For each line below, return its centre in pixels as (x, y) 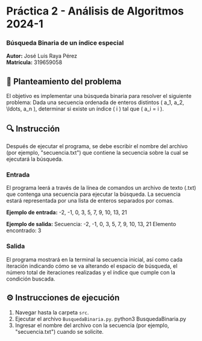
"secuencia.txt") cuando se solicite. (59, 331)
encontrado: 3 (24, 230)
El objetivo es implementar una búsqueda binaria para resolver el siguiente (99, 96)
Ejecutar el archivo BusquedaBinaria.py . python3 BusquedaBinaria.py (100, 319)
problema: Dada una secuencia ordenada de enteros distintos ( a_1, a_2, (95, 102)
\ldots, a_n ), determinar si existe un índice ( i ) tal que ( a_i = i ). (85, 109)
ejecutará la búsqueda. (35, 159)
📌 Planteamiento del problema (64, 81)
